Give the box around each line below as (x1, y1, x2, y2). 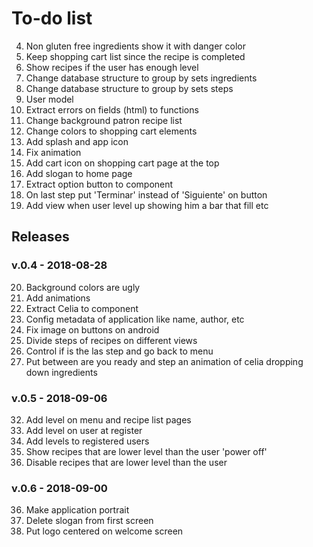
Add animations (25, 292, 91, 304)
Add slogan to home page (25, 167, 133, 179)
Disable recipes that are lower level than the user (25, 456, 228, 468)
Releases (11, 228, 70, 246)
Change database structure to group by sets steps (25, 82, 234, 94)
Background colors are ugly (25, 281, 141, 293)
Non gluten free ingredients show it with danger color (25, 40, 246, 52)
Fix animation (25, 146, 82, 158)
